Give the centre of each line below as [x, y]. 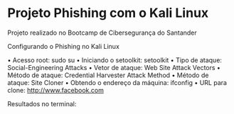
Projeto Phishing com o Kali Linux [108, 13]
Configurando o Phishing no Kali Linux [63, 46]
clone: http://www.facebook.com [56, 90]
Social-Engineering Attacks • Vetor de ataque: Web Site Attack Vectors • [114, 67]
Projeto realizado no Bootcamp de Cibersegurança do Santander [102, 33]
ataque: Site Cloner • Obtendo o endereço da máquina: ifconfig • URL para [117, 82]
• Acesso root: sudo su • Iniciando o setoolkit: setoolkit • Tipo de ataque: [115, 60]
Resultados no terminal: [42, 103]
